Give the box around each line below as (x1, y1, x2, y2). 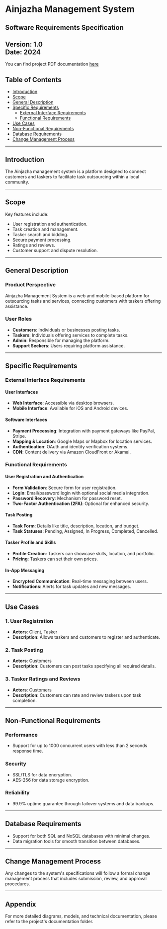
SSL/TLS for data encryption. (12, 771, 72, 777)
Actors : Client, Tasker (12, 629, 58, 635)
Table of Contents (5, 76, 62, 84)
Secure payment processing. (12, 237, 72, 243)
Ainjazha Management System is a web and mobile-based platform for (5, 292, 150, 299)
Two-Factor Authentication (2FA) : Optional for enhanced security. (12, 501, 150, 507)
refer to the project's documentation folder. (5, 919, 93, 925)
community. (5, 179, 29, 185)
